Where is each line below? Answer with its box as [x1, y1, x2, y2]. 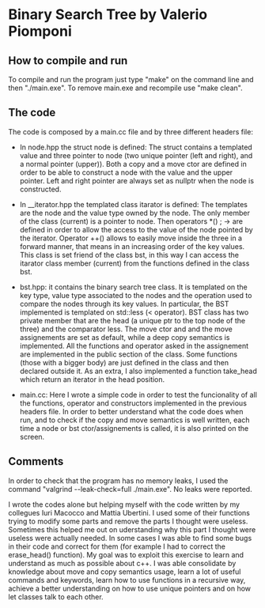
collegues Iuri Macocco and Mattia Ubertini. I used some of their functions [8, 508, 251, 517]
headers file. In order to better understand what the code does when [19, 406, 244, 416]
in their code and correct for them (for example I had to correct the [8, 542, 226, 551]
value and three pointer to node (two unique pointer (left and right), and [19, 150, 253, 160]
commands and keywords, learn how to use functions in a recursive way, [8, 575, 246, 584]
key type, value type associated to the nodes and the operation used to [19, 290, 252, 300]
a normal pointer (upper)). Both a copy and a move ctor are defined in [19, 159, 247, 168]
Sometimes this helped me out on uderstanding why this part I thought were [8, 524, 256, 534]
